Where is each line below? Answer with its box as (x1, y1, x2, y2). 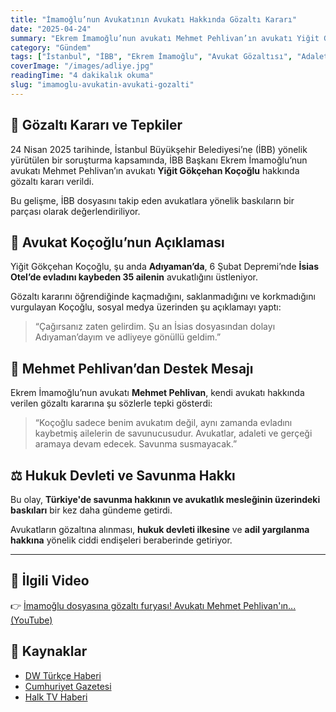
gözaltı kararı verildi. (10, 175, 95, 187)
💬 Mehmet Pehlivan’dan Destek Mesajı (10, 360, 254, 377)
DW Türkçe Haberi (24, 669, 102, 681)
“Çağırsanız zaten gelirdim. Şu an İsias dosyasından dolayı (34, 321, 276, 333)
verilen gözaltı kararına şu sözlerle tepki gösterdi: (10, 397, 213, 410)
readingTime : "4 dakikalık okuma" (10, 71, 155, 81)
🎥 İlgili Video (10, 572, 90, 590)
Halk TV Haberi (24, 691, 88, 703)
